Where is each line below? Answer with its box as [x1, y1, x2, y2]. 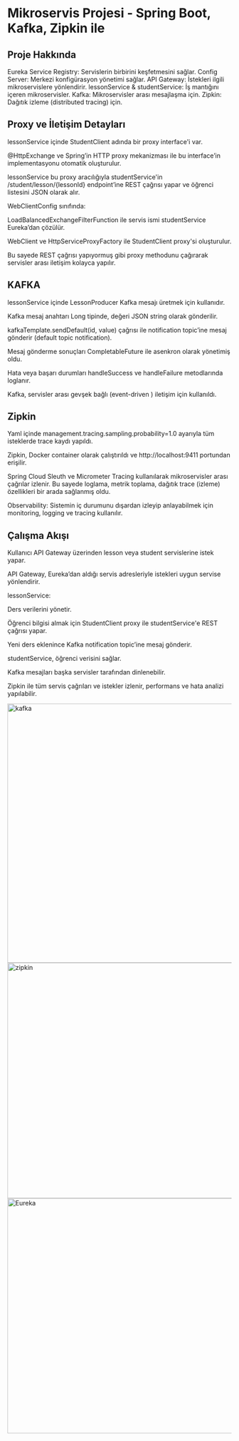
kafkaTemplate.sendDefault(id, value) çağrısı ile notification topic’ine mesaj [7, 325, 228, 334]
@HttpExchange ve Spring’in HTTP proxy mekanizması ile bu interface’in [7, 151, 221, 160]
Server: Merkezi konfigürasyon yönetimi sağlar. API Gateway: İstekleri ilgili [7, 75, 225, 84]
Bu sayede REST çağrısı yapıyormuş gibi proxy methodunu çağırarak [7, 251, 208, 259]
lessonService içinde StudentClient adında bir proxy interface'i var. [7, 137, 203, 146]
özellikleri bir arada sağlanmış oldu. [7, 487, 111, 496]
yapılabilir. [7, 689, 38, 698]
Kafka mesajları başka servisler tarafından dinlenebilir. [7, 668, 166, 677]
